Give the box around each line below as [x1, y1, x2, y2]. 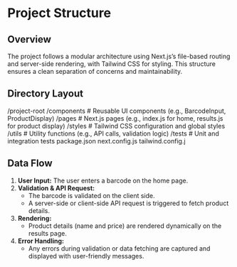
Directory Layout [7, 87, 84, 100]
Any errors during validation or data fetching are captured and [28, 244, 211, 253]
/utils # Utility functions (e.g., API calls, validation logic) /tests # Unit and [7, 129, 219, 138]
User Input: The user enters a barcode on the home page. [17, 176, 189, 185]
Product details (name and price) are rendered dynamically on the [28, 222, 222, 230]
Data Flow [7, 158, 53, 170]
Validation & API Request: [17, 183, 95, 192]
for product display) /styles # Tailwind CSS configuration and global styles [7, 121, 226, 130]
